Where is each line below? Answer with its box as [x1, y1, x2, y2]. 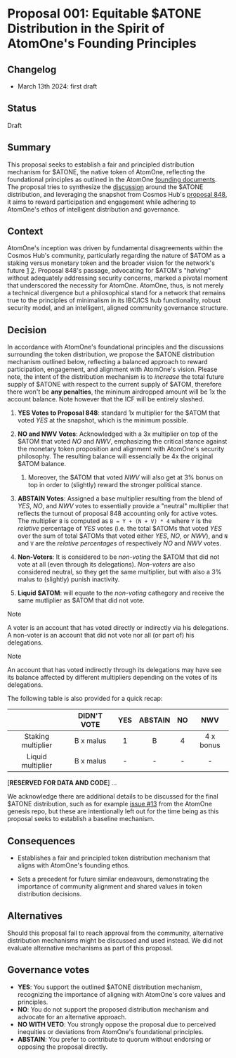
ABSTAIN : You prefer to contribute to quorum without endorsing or [17, 1035, 211, 1043]
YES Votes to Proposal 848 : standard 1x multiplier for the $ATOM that [17, 408, 221, 417]
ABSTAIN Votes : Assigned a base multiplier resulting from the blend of [17, 494, 223, 503]
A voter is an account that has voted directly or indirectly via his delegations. [7, 624, 229, 632]
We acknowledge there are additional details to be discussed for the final [7, 792, 219, 801]
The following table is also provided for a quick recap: [7, 695, 163, 703]
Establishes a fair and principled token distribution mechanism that [17, 853, 211, 863]
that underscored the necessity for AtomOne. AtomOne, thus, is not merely [7, 281, 224, 290]
